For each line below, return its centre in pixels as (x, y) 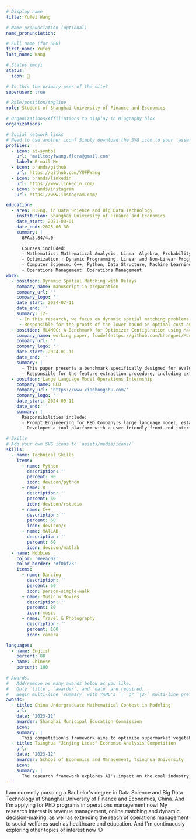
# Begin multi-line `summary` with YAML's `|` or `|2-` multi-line (92, 694)
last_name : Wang (26, 54)
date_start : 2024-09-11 (45, 401)
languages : (19, 645)
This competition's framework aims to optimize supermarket (96, 738)
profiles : (18, 145)
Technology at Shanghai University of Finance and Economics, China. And (95, 799)
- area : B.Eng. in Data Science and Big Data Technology (82, 211)
